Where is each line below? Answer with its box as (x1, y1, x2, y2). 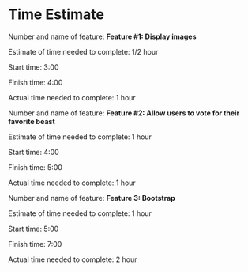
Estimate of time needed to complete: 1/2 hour (8, 47, 159, 56)
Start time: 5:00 (8, 224, 59, 233)
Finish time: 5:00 (8, 162, 63, 172)
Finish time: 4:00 (8, 77, 63, 87)
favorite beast (8, 116, 55, 126)
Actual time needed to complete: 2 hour (8, 255, 137, 264)
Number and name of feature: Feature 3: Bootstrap (8, 193, 175, 202)
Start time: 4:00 (8, 147, 59, 157)
